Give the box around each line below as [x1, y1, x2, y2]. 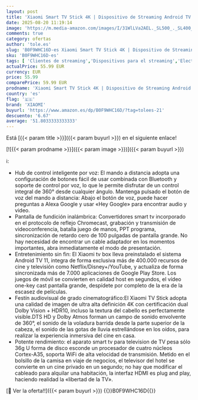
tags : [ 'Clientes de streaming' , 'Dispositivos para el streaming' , [6, 58, 178, 64]
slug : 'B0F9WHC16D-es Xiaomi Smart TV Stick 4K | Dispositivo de [6, 47, 170, 53]
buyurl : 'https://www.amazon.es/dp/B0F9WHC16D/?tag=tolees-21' [6, 107, 165, 113]
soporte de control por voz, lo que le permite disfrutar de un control [14, 182, 179, 189]
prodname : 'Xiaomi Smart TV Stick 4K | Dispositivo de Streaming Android [6, 85, 192, 91]
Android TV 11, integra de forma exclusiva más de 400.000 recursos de [14, 257, 187, 264]
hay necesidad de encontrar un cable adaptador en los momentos [14, 238, 175, 245]
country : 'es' [6, 91, 41, 97]
